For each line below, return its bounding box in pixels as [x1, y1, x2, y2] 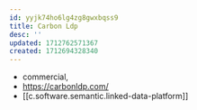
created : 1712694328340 [9, 47, 99, 56]
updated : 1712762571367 [9, 38, 99, 48]
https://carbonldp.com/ [22, 81, 110, 92]
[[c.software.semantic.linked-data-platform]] [22, 91, 189, 102]
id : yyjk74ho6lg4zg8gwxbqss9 [9, 13, 119, 23]
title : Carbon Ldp [9, 22, 78, 31]
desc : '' [9, 30, 42, 39]
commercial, [22, 71, 69, 82]
